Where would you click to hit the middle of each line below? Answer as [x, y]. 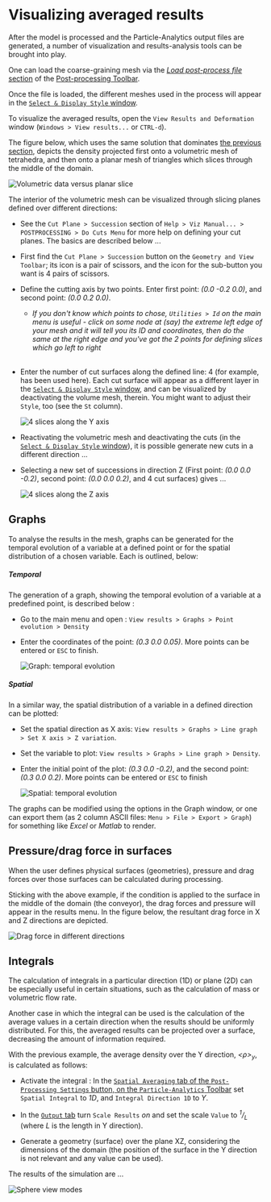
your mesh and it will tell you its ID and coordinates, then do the [138, 330]
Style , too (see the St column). [71, 406]
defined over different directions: [63, 208]
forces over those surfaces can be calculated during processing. [116, 879]
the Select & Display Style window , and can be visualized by [123, 389]
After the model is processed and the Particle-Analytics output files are [126, 37]
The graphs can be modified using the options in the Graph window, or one [133, 809]
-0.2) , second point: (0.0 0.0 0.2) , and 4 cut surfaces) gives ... [123, 478]
